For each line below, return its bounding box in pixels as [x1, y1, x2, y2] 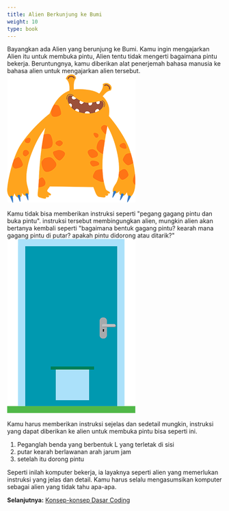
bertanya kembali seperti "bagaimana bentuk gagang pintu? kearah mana [7, 224, 214, 233]
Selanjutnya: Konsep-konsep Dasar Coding [7, 496, 131, 504]
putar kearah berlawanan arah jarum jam [16, 448, 132, 456]
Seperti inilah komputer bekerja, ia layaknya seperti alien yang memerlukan [7, 469, 219, 477]
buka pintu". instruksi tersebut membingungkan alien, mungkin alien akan [7, 217, 213, 225]
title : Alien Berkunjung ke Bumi [7, 11, 103, 18]
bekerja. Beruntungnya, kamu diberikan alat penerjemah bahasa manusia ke [7, 60, 221, 68]
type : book [7, 25, 38, 32]
